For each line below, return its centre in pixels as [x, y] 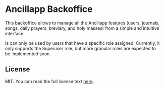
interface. [15, 33]
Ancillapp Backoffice [49, 9]
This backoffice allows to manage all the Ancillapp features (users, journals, [82, 23]
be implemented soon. [28, 54]
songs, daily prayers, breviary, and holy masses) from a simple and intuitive [82, 28]
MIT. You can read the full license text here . [50, 81]
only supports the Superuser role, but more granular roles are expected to [81, 48]
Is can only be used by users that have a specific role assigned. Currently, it [82, 43]
